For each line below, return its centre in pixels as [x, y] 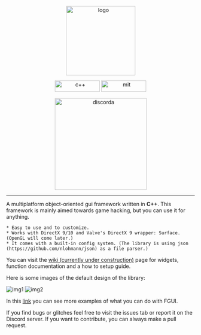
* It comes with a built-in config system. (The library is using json [97, 243]
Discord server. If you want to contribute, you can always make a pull [91, 319]
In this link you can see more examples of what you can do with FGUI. [92, 301]
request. [16, 325]
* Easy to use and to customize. [48, 228]
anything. [18, 217]
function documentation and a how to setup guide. [68, 266]
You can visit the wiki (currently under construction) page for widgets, [92, 260]
